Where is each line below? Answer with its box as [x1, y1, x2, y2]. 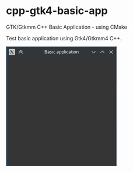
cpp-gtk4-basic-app [6, 4, 108, 18]
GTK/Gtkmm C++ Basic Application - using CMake [6, 23, 127, 30]
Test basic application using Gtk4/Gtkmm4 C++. [6, 35, 122, 42]
